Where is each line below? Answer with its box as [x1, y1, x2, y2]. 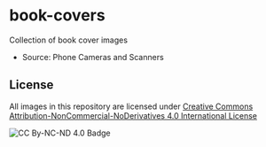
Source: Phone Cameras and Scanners [21, 51, 164, 62]
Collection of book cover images [9, 35, 129, 45]
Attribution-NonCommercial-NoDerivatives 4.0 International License [9, 110, 258, 120]
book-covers [9, 5, 106, 26]
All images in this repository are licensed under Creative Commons [9, 101, 254, 112]
